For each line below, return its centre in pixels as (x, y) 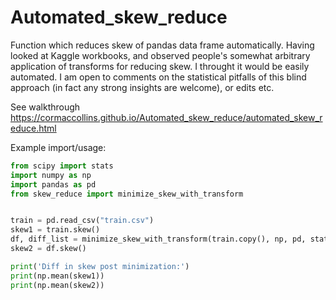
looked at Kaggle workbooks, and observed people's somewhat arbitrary (160, 55)
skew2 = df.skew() (48, 249)
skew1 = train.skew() (55, 230)
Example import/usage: (58, 147)
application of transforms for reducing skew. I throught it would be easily (160, 66)
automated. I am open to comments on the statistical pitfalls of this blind (158, 77)
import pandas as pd (53, 184)
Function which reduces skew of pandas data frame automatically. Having (162, 45)
